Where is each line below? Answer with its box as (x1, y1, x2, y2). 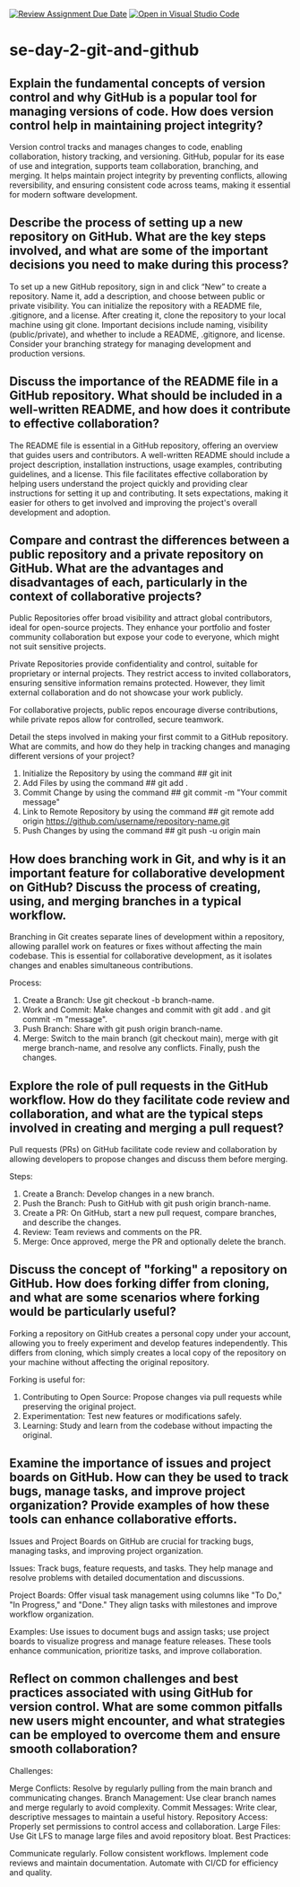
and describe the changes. (21, 1217, 122, 1228)
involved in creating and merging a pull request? (9, 1120, 284, 1135)
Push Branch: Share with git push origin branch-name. (21, 1024, 223, 1035)
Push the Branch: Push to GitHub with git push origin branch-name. (21, 1198, 271, 1209)
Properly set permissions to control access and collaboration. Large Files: (9, 1821, 281, 1831)
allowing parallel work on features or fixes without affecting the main (9, 941, 262, 952)
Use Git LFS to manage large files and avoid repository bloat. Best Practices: (9, 1830, 291, 1841)
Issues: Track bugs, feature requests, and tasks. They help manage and (9, 1563, 274, 1574)
